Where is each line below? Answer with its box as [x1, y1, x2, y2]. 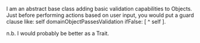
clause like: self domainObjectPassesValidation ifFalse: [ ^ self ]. [6, 18, 166, 25]
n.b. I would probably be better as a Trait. [6, 30, 109, 37]
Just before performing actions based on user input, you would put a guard [6, 12, 195, 19]
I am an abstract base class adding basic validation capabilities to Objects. [6, 5, 193, 12]
